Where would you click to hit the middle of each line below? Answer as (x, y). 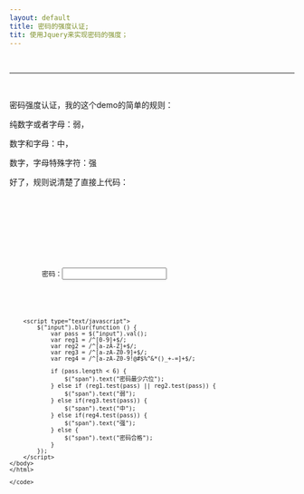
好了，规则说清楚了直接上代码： (69, 182)
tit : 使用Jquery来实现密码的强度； (69, 34)
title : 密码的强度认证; (49, 26)
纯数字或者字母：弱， (49, 124)
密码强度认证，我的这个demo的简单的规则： (91, 105)
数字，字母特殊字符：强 (53, 163)
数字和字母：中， (41, 144)
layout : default (40, 18)
